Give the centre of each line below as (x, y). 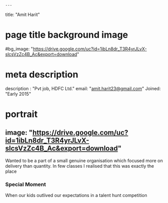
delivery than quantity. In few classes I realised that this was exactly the (80, 166)
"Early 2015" (18, 94)
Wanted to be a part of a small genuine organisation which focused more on (84, 160)
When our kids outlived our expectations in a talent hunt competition (76, 195)
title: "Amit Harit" (23, 15)
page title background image (67, 35)
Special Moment (26, 184)
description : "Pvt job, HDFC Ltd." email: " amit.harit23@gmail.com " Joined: (83, 88)
